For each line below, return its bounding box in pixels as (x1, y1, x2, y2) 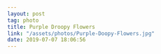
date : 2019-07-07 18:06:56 (7, 36, 86, 43)
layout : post (7, 10, 45, 18)
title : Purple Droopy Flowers (7, 23, 96, 30)
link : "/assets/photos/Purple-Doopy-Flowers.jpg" (7, 29, 155, 37)
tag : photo (7, 17, 39, 24)
